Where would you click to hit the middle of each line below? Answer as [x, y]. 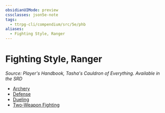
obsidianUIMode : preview [32, 10]
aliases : [15, 29]
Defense [22, 94]
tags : [11, 19]
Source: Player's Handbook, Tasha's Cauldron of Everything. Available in [83, 73]
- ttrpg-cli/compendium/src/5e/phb [48, 24]
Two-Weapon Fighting [36, 105]
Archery [21, 88]
